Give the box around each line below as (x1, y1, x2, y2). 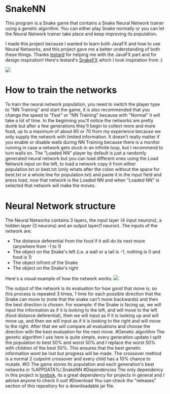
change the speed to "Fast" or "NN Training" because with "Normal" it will (5, 112, 160, 118)
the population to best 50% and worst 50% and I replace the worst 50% (5, 339, 156, 346)
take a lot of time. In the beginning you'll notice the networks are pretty (5, 117, 154, 123)
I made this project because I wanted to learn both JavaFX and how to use (5, 40, 161, 46)
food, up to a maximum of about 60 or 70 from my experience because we (5, 128, 161, 134)
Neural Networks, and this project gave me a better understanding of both (5, 46, 160, 52)
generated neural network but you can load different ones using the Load (5, 155, 158, 161)
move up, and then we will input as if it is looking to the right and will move (5, 318, 161, 324)
